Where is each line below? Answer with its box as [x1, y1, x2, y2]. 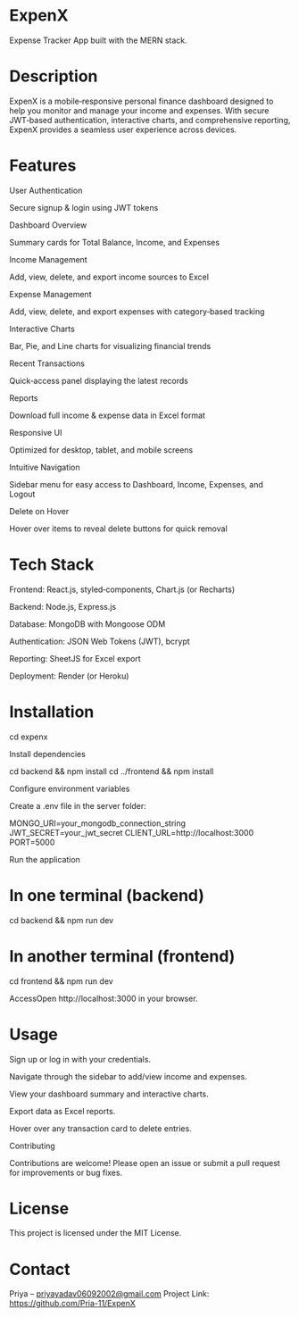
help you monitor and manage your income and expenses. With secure [9, 104, 270, 116]
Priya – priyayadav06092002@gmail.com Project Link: [9, 1288, 210, 1299]
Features [9, 155, 77, 176]
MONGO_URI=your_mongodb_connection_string [9, 818, 186, 829]
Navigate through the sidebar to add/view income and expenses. [9, 1071, 247, 1081]
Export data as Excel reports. [9, 1105, 116, 1116]
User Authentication [9, 185, 83, 196]
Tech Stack [9, 554, 95, 574]
